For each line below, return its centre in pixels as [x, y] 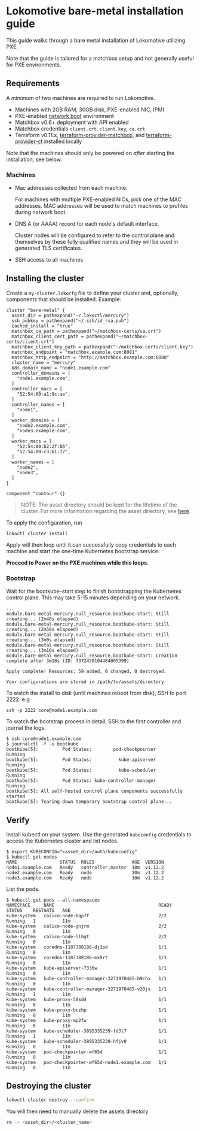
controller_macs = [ [37, 389]
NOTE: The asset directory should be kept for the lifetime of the [99, 505]
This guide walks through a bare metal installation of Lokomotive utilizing [96, 40]
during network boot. [41, 212]
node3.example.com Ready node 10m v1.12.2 [85, 878]
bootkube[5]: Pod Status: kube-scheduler [81, 771]
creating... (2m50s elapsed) [42, 630]
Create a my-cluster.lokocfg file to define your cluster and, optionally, [93, 293]
